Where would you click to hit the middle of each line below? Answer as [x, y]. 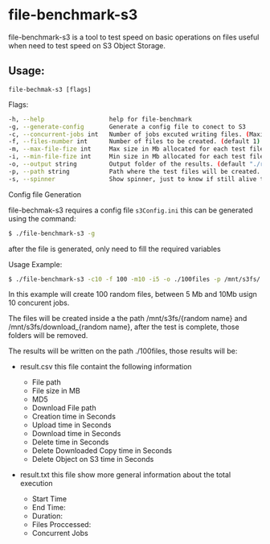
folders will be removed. [48, 336]
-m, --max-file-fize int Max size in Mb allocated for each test [127, 149]
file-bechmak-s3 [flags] [50, 89]
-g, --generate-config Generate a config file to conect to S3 [127, 126]
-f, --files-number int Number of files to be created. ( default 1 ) [135, 142]
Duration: [47, 516]
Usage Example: [35, 264]
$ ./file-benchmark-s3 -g [51, 233]
